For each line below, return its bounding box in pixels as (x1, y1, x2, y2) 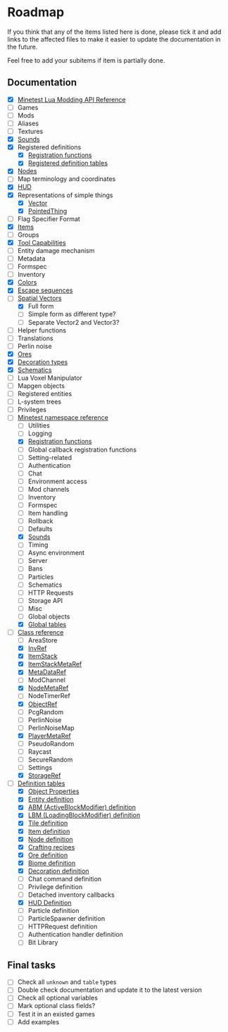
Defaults (27, 525, 53, 533)
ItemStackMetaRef (27, 660, 82, 669)
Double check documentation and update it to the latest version (17, 986, 203, 994)
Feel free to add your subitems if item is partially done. (7, 56, 165, 64)
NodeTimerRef (27, 692, 70, 700)
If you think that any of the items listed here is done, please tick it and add (7, 27, 222, 36)
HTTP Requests (27, 588, 74, 597)
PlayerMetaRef (27, 731, 72, 740)
